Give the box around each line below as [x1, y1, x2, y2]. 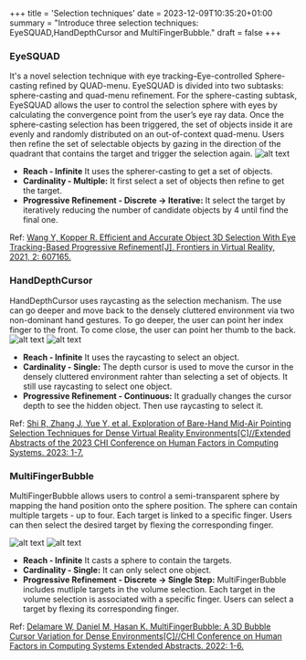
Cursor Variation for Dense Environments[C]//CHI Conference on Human [9, 630, 283, 642]
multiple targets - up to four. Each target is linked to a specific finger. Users [9, 509, 292, 520]
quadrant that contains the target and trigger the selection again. [9, 148, 253, 159]
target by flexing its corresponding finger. [22, 602, 180, 614]
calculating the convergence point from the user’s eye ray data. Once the [9, 110, 285, 120]
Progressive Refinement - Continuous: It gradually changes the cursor [22, 390, 292, 401]
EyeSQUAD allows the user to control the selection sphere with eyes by [9, 100, 279, 110]
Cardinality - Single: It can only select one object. [22, 564, 212, 575]
